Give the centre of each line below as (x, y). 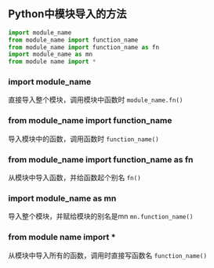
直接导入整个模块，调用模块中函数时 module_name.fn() (96, 100)
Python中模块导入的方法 (67, 14)
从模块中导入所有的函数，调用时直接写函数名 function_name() (108, 255)
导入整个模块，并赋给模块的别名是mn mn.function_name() (101, 216)
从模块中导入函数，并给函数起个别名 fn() (74, 178)
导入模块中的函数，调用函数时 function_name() (83, 139)
